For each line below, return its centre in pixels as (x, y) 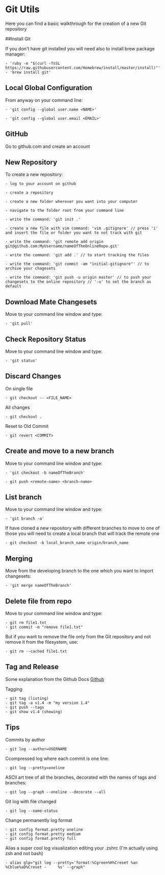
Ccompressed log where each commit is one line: (57, 758)
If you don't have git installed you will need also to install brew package (80, 48)
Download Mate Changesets (51, 302)
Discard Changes (33, 376)
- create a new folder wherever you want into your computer (72, 202)
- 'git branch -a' (25, 519)
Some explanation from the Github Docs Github (55, 679)
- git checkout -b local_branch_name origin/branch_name (67, 543)
